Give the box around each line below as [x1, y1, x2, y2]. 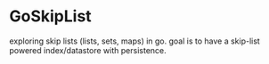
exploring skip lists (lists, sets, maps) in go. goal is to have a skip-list [9, 36, 260, 46]
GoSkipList [9, 6, 92, 27]
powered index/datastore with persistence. [9, 44, 167, 55]
